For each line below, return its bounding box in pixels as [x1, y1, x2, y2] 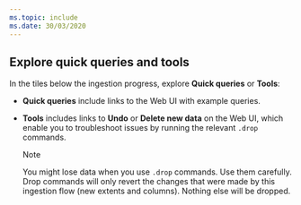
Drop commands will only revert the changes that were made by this [22, 176, 276, 187]
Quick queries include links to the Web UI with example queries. [22, 96, 261, 107]
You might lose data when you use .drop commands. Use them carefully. [22, 167, 292, 177]
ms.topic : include [9, 13, 78, 22]
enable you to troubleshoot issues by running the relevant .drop [22, 123, 259, 133]
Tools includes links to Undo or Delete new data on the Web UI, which [22, 113, 284, 124]
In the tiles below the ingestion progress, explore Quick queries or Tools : [9, 78, 280, 90]
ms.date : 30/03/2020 [9, 21, 87, 30]
